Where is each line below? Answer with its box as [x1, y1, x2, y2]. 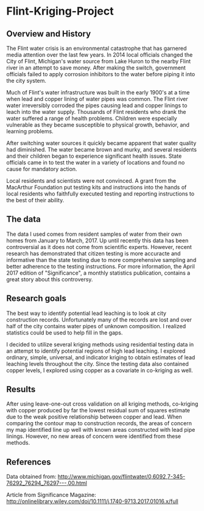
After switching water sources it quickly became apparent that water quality [6, 139, 197, 147]
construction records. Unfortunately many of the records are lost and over [6, 315, 192, 323]
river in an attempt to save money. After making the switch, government [6, 64, 186, 71]
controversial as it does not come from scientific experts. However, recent [6, 243, 192, 250]
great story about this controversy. [6, 275, 93, 283]
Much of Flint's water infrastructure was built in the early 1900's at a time [6, 89, 190, 96]
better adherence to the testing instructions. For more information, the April [6, 263, 195, 270]
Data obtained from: [6, 473, 57, 481]
